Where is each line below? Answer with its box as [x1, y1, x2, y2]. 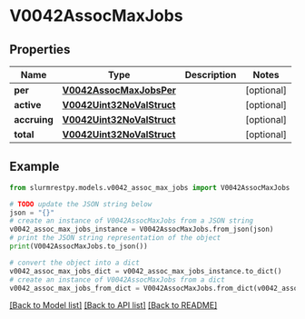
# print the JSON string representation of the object [9, 234, 221, 243]
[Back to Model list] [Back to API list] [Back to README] [9, 300, 218, 311]
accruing [14, 114, 54, 125]
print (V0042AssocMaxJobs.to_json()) [9, 242, 148, 251]
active [14, 99, 42, 111]
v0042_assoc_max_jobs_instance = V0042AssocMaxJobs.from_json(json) [9, 224, 274, 234]
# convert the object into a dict [9, 258, 141, 267]
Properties [9, 42, 71, 57]
